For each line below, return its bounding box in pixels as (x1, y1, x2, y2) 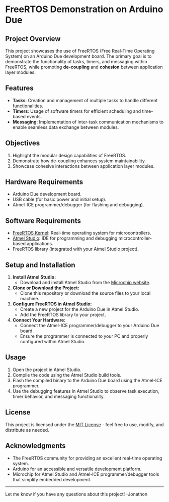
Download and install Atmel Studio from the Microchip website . (20, 280, 151, 286)
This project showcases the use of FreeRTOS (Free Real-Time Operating (5, 48, 155, 54)
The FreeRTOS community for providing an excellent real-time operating (12, 455, 162, 461)
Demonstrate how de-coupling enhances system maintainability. (12, 158, 146, 164)
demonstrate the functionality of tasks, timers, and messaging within (5, 59, 147, 64)
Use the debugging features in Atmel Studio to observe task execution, (12, 388, 159, 394)
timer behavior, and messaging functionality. (12, 393, 105, 399)
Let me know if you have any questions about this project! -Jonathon (5, 491, 148, 497)
